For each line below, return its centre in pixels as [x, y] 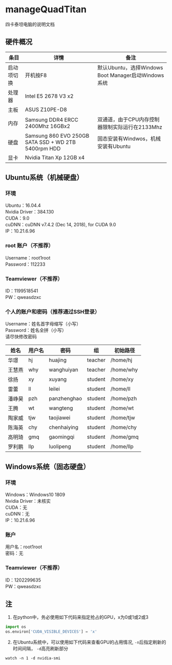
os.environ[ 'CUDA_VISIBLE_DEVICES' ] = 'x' [51, 632]
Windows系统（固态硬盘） [48, 467]
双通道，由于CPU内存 [123, 119]
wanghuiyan [63, 370]
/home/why [124, 370]
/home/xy [122, 379]
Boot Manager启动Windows [131, 75]
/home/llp [122, 446]
